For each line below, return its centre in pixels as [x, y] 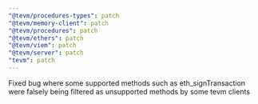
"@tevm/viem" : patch [43, 46]
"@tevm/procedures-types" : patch [64, 16]
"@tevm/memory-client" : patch [59, 23]
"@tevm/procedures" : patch [53, 30]
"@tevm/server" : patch [46, 53]
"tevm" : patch [32, 61]
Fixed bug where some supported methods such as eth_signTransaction [127, 83]
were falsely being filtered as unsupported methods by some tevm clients [129, 91]
